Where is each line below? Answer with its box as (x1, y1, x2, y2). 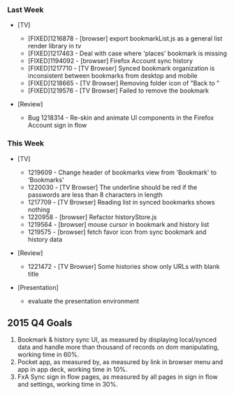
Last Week (7, 5, 44, 15)
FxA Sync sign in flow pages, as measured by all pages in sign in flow (17, 373, 218, 381)
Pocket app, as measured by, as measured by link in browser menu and (17, 358, 224, 366)
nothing (27, 205, 50, 214)
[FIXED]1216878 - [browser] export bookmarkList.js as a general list (27, 34, 223, 43)
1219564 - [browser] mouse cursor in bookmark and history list (27, 220, 210, 228)
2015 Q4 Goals (7, 317, 73, 328)
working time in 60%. (17, 350, 79, 359)
